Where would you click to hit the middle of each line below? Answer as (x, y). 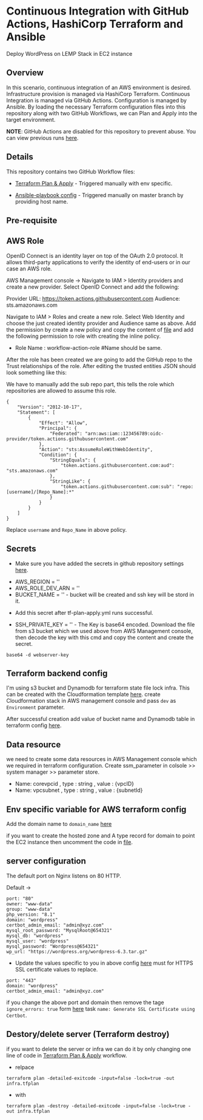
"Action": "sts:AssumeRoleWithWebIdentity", (96, 449)
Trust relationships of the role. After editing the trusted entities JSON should (101, 366)
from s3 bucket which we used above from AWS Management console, (104, 631)
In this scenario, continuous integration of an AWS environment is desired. (99, 87)
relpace (25, 1067)
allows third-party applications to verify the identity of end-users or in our (98, 262)
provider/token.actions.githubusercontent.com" (68, 439)
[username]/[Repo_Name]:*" (40, 492)
